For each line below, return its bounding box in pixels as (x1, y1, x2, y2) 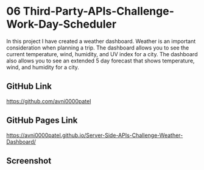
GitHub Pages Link (6, 115, 78, 126)
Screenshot (6, 155, 52, 166)
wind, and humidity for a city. (6, 63, 79, 71)
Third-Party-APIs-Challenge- (23, 4, 175, 18)
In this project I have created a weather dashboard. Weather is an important (6, 37, 196, 45)
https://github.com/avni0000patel (6, 97, 91, 105)
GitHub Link (6, 81, 52, 92)
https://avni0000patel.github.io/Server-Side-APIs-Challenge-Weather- (6, 131, 183, 139)
